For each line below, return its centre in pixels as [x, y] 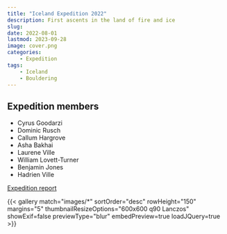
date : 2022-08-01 [32, 33]
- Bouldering [39, 78]
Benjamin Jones [40, 167]
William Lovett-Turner [48, 160]
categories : [24, 53]
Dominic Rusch [39, 131]
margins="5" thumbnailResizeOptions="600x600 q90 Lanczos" [98, 209]
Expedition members [53, 106]
